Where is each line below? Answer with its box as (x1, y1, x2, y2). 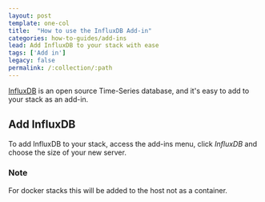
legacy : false (8, 57, 56, 65)
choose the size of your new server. (8, 147, 126, 157)
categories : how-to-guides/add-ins (8, 34, 127, 42)
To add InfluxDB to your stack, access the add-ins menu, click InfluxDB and (8, 139, 258, 148)
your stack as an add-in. (8, 94, 89, 104)
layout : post (8, 11, 52, 20)
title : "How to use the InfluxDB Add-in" (8, 26, 152, 34)
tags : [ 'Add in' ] (8, 49, 66, 57)
